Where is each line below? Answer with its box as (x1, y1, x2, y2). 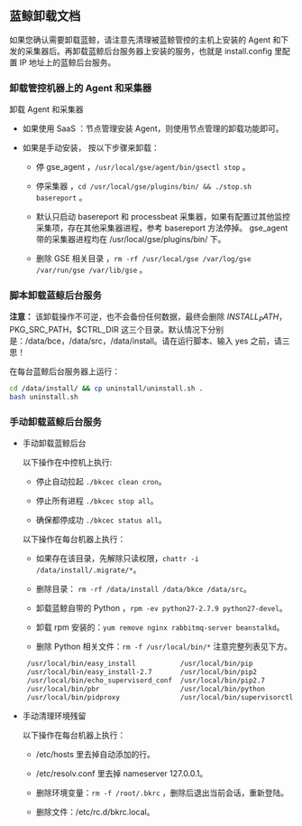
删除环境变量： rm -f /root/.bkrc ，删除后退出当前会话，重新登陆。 (35, 787, 289, 798)
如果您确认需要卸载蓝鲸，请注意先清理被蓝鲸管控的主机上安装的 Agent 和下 (9, 34, 289, 45)
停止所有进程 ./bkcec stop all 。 (35, 495, 160, 506)
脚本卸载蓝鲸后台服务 (9, 289, 102, 302)
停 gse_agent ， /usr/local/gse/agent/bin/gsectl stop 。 (35, 162, 251, 173)
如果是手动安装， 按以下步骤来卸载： (22, 143, 160, 154)
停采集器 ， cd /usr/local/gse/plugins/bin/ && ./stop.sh (35, 181, 252, 192)
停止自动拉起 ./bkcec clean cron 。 (35, 476, 167, 487)
